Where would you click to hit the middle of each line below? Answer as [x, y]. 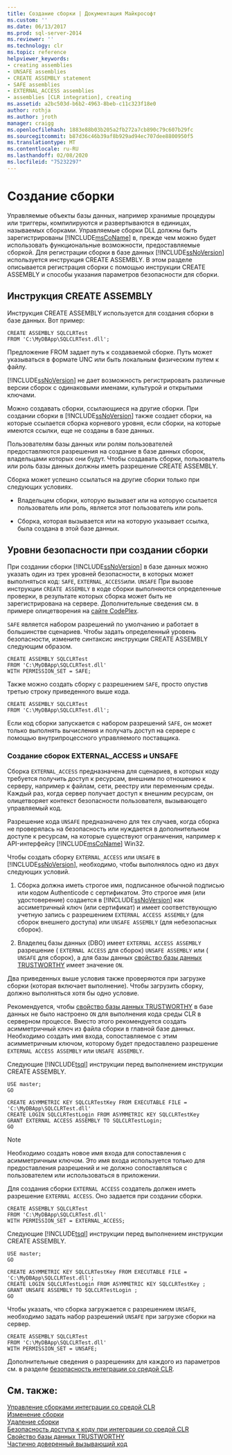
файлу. [17, 367]
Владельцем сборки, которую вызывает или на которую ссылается [117, 500]
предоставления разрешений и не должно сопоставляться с [97, 1168]
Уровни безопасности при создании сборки [108, 550]
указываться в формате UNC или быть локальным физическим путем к [113, 359]
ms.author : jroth [32, 117]
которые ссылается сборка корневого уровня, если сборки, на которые [114, 423]
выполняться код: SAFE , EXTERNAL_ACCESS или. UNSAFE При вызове [100, 582]
